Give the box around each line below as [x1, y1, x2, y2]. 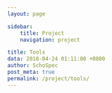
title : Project [20, 30, 65, 37]
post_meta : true [7, 68, 55, 75]
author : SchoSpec [7, 62, 58, 69]
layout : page [7, 10, 46, 18]
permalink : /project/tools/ [7, 75, 90, 82]
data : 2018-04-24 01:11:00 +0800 [7, 56, 106, 63]
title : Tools [7, 49, 46, 56]
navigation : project [20, 36, 80, 43]
